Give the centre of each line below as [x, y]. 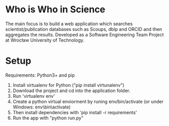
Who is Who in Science [55, 10]
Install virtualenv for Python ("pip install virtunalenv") [68, 85]
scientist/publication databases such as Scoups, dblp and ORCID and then [84, 29]
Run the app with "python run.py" [48, 118]
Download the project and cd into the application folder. [71, 91]
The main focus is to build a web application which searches [69, 24]
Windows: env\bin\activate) [41, 107]
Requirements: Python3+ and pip [40, 75]
